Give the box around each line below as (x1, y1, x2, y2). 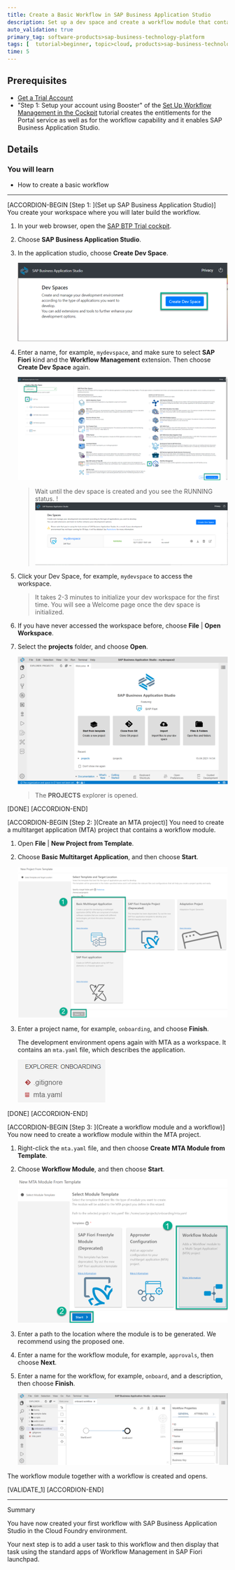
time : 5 (7, 48, 30, 55)
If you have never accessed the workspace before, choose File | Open (17, 621, 221, 630)
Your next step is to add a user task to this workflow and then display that (7, 1540, 219, 1549)
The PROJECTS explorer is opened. (34, 791, 138, 800)
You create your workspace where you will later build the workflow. (7, 208, 201, 216)
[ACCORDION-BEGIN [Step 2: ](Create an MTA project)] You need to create (7, 819, 225, 827)
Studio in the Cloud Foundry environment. (7, 1527, 128, 1535)
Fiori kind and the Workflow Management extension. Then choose (17, 355, 211, 364)
